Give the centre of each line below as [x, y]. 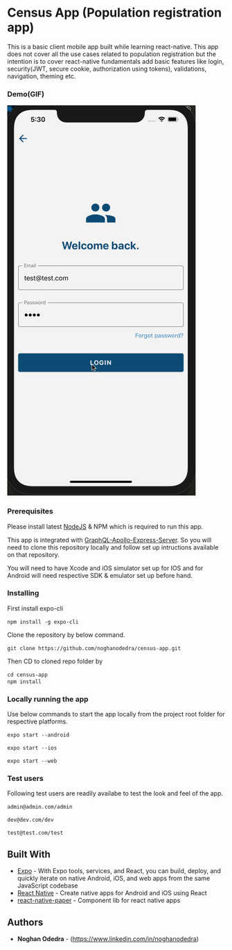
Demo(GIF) [26, 94]
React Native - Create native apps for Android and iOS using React [112, 893]
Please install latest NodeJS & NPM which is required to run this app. [105, 526]
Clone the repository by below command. [66, 635]
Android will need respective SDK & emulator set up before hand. [100, 575]
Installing [23, 593]
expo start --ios [32, 748]
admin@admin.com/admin [40, 807]
